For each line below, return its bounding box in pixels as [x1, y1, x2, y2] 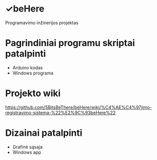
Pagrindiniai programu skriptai [5, 37, 135, 49]
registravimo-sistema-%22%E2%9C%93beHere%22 [5, 109, 116, 116]
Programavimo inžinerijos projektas [5, 20, 79, 26]
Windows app [12, 149, 41, 155]
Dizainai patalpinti [5, 127, 83, 138]
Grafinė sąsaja [12, 144, 43, 150]
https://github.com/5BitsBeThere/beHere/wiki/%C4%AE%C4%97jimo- [5, 104, 152, 110]
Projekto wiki [5, 88, 61, 99]
